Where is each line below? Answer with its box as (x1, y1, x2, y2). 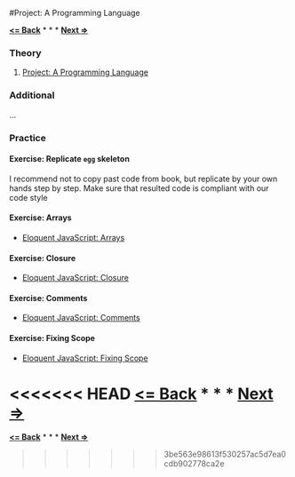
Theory (9, 46, 42, 59)
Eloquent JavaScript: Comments (21, 313, 140, 323)
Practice (9, 131, 46, 144)
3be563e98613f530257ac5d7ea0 (163, 449, 287, 460)
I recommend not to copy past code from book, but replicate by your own (9, 173, 278, 184)
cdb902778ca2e (163, 458, 225, 469)
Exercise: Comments (9, 292, 88, 303)
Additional (9, 89, 55, 101)
